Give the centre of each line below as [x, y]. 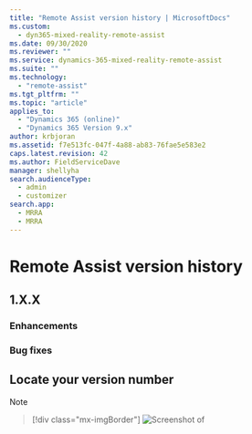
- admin [32, 188]
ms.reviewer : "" [40, 52]
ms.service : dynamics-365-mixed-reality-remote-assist [116, 60]
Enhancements [44, 326]
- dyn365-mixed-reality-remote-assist [92, 35]
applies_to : [32, 111]
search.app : [32, 205]
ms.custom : [30, 26]
